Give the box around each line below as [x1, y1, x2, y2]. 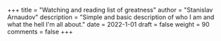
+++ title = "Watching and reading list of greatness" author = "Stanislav [7, 6, 213, 14]
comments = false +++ [7, 27, 73, 36]
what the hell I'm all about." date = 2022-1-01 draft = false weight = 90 [7, 20, 210, 28]
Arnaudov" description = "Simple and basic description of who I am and [7, 13, 215, 21]
